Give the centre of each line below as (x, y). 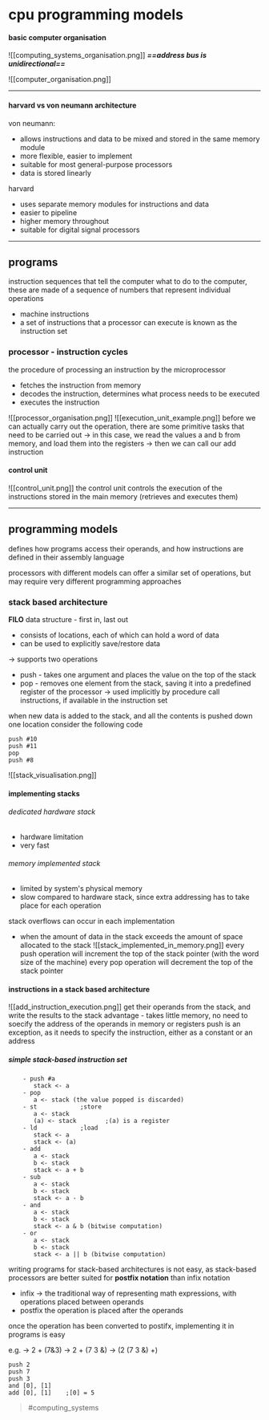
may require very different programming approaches (95, 581)
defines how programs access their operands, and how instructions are (126, 548)
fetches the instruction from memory (80, 385)
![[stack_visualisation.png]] (53, 775)
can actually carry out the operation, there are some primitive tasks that (126, 426)
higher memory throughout (64, 221)
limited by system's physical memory (81, 889)
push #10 (23, 739)
